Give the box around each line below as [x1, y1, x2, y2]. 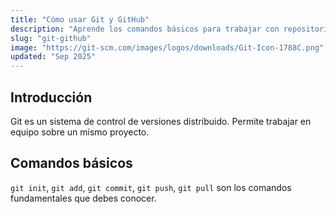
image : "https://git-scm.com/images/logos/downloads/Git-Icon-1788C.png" [10, 42, 325, 53]
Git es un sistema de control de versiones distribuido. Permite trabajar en [10, 115, 312, 127]
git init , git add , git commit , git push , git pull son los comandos [10, 181, 292, 193]
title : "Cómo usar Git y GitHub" [10, 14, 150, 25]
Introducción [10, 89, 93, 106]
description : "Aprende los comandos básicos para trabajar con [10, 24, 280, 34]
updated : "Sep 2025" [10, 52, 97, 62]
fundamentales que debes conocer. [10, 192, 157, 204]
